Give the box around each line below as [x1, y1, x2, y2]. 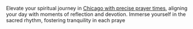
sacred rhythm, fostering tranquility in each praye [6, 17, 126, 23]
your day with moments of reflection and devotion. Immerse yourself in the [6, 11, 186, 18]
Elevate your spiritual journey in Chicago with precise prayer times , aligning [6, 5, 188, 11]
